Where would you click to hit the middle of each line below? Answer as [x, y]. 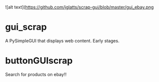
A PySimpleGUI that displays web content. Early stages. [62, 41]
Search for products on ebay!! [36, 74]
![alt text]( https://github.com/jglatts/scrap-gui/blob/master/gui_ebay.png [79, 7]
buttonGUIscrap [39, 61]
